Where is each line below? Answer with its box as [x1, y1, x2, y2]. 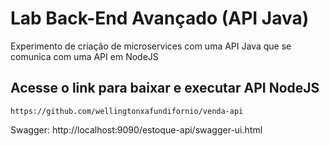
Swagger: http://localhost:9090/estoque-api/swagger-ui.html [10, 123, 263, 136]
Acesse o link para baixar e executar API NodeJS [10, 80, 320, 97]
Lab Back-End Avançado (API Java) [10, 7, 310, 30]
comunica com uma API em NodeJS [10, 50, 159, 62]
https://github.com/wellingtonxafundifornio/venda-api [10, 106, 244, 116]
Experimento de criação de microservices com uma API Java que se [10, 40, 292, 52]
